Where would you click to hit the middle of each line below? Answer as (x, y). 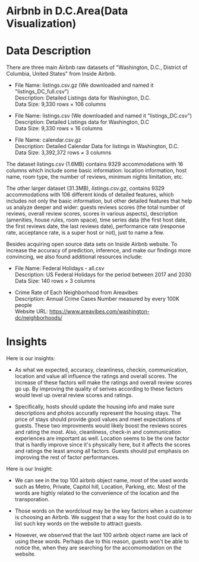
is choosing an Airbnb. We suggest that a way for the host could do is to (103, 517)
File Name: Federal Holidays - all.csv (60, 268)
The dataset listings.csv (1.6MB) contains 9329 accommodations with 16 (95, 164)
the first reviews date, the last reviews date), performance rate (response (96, 226)
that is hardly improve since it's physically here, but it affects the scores (102, 445)
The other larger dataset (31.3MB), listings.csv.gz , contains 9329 (86, 188)
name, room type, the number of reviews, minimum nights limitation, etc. (95, 177)
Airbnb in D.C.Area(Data (67, 11)
